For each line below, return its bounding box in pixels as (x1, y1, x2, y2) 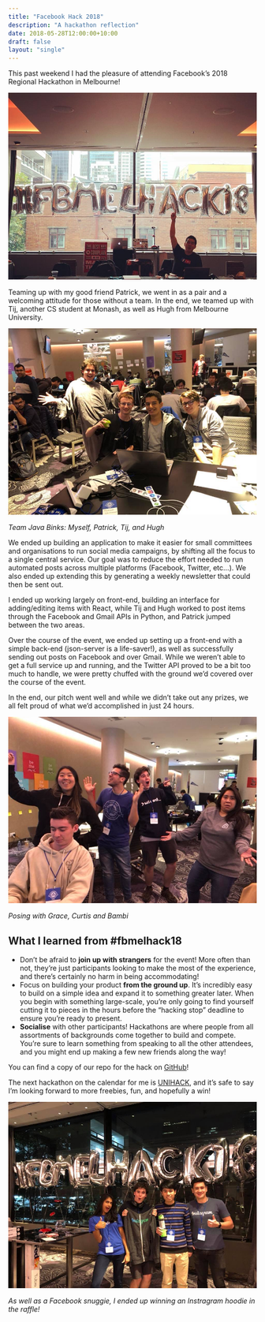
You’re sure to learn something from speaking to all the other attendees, (19, 1038, 254, 1048)
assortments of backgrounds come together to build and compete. (19, 1030, 237, 1040)
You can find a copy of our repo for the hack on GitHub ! (8, 1062, 189, 1072)
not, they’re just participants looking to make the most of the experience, (19, 963, 256, 973)
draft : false (8, 38, 51, 46)
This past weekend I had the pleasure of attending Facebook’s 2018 (8, 69, 228, 78)
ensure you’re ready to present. (19, 1014, 122, 1023)
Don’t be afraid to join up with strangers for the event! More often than (19, 954, 251, 964)
